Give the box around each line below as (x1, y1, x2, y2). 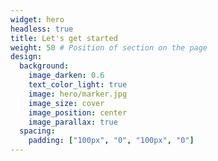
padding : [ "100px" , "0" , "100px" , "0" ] (28, 136, 195, 146)
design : (10, 52, 43, 62)
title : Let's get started (10, 33, 118, 43)
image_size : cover (28, 98, 105, 108)
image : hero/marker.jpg (28, 89, 128, 99)
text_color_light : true (28, 80, 128, 90)
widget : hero (10, 14, 65, 25)
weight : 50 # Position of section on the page (10, 42, 208, 53)
